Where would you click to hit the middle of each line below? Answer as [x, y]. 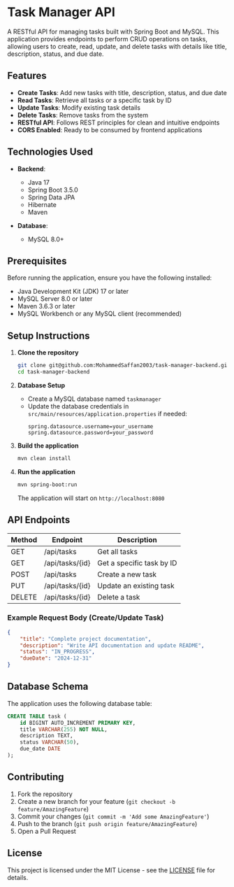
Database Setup [41, 385]
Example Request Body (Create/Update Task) [86, 618]
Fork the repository [45, 794]
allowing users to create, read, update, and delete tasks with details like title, [117, 46]
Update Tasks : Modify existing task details [79, 107]
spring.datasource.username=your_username [90, 426]
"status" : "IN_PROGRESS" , [58, 652]
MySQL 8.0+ [46, 239]
